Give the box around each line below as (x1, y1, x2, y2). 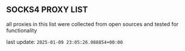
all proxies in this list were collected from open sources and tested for (6, 20, 179, 27)
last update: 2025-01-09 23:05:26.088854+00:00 (6, 38, 123, 45)
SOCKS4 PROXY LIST (6, 5, 88, 15)
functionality (6, 27, 37, 34)
